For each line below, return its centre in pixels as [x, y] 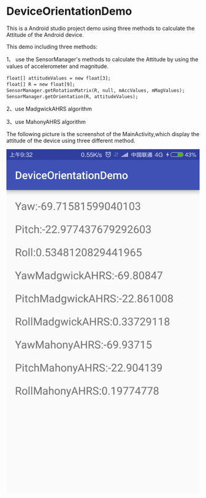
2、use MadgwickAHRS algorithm [49, 109]
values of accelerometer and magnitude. [58, 66]
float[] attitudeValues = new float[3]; [59, 78]
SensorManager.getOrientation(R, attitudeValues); [72, 96]
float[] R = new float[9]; [41, 84]
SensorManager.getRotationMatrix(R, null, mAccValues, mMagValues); [96, 90]
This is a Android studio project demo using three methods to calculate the [101, 28]
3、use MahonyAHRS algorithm [46, 121]
